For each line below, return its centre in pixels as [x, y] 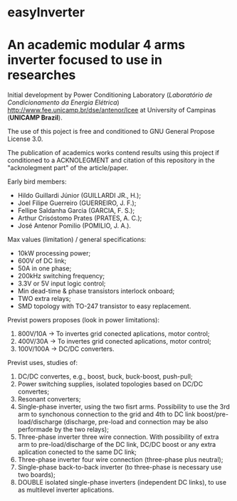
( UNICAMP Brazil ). [35, 117]
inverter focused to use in [85, 60]
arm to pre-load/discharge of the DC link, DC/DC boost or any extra [117, 445]
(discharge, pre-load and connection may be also [136, 422]
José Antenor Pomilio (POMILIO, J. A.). [74, 226]
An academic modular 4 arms [96, 45]
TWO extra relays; [44, 299]
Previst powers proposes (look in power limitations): [84, 320]
